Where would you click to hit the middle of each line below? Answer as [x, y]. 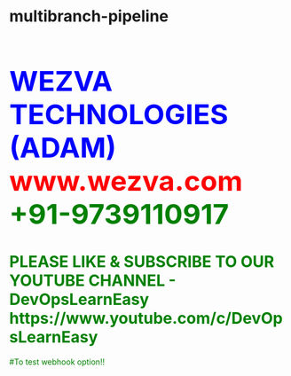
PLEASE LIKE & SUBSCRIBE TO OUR [142, 262]
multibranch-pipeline [89, 16]
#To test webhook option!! [57, 362]
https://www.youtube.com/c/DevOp [146, 319]
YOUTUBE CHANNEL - [93, 281]
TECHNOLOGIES [119, 115]
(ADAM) [63, 148]
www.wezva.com [126, 181]
